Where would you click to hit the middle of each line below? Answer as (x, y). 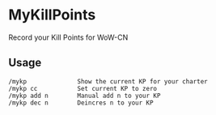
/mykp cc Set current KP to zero (83, 88)
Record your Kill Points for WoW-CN (68, 37)
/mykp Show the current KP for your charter (108, 81)
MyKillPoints (52, 15)
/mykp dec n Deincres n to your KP (81, 103)
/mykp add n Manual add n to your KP (85, 96)
